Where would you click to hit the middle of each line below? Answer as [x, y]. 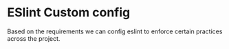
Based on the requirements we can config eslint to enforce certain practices [115, 31]
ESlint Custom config [69, 13]
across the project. [34, 38]
